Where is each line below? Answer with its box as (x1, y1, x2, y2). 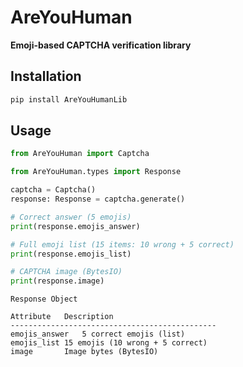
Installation (10, 68, 82, 85)
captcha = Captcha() (10, 185, 97, 195)
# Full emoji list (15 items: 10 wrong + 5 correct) (10, 239, 235, 250)
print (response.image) (10, 276, 105, 286)
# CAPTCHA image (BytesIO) (10, 267, 123, 277)
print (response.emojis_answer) (10, 221, 141, 231)
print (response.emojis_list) (10, 249, 132, 259)
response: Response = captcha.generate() (10, 194, 186, 205)
